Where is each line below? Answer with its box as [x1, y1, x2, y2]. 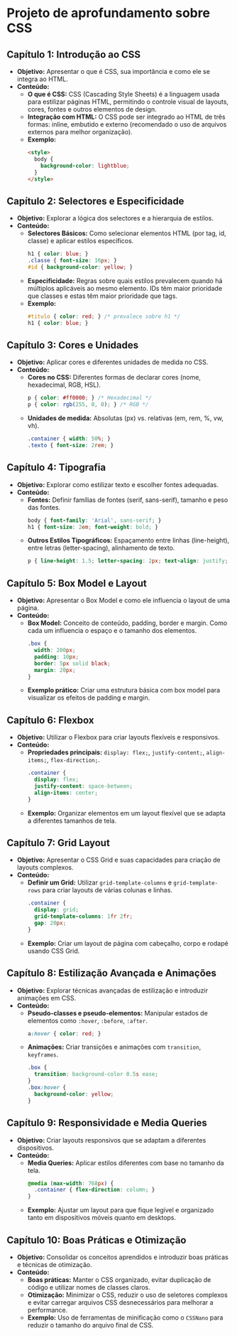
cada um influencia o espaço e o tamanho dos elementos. [27, 626, 197, 635]
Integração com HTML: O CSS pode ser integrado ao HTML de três [27, 112, 226, 121]
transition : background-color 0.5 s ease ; [33, 1071, 159, 1078]
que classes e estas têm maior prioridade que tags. [27, 292, 178, 300]
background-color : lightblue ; [40, 162, 130, 169]
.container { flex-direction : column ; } [33, 1186, 155, 1194]
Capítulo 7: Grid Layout [6, 837, 111, 849]
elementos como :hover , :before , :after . [27, 1016, 148, 1025]
